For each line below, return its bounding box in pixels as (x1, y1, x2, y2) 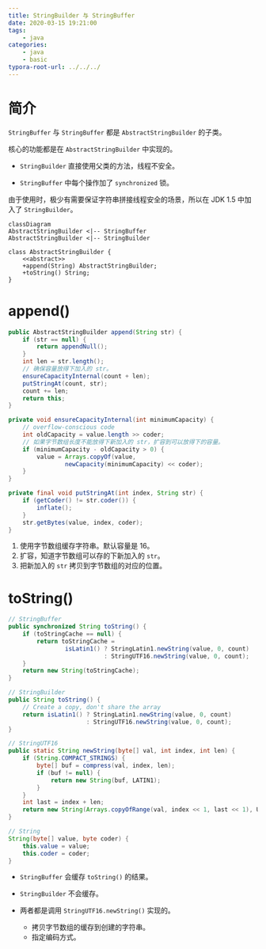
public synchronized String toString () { (8, 623, 147, 631)
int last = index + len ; (22, 799, 104, 807)
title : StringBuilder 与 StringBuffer (8, 11, 135, 20)
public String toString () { (8, 696, 101, 704)
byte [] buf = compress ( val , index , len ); (36, 761, 176, 770)
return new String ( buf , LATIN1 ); (50, 776, 161, 784)
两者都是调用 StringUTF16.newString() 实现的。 (19, 905, 176, 915)
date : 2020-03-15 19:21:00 (8, 19, 97, 27)
